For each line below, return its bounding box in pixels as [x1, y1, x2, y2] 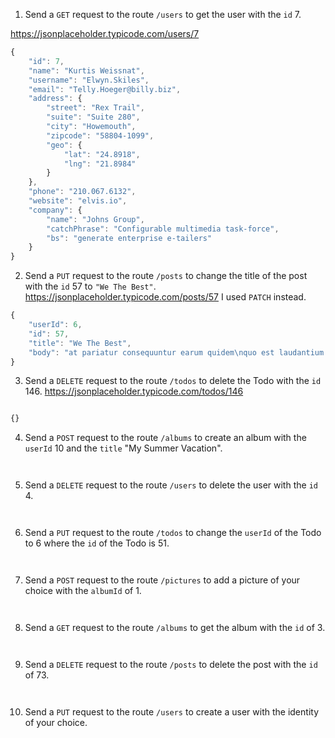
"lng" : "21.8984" [63, 159, 137, 169]
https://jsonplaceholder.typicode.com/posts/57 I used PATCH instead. [24, 291, 307, 303]
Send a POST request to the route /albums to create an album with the [24, 432, 307, 444]
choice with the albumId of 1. [24, 585, 142, 597]
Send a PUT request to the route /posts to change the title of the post [24, 270, 308, 282]
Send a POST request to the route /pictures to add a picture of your [24, 574, 301, 586]
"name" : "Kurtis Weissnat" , [28, 65, 145, 76]
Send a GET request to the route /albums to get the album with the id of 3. [24, 622, 326, 634]
